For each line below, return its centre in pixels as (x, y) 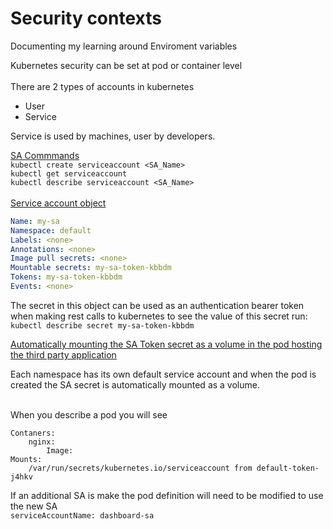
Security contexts (86, 18)
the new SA (34, 506)
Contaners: (33, 433)
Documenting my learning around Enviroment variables (124, 46)
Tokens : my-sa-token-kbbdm (66, 277)
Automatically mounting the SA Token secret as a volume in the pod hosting (166, 344)
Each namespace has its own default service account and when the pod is (163, 374)
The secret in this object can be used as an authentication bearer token (157, 305)
